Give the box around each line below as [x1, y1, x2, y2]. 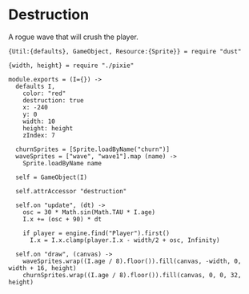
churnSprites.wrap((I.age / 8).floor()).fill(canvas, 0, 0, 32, [22, 271, 242, 279]
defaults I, [15, 82, 56, 90]
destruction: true [22, 96, 84, 105]
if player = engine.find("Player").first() [22, 229, 171, 237]
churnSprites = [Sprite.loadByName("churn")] [15, 145, 171, 153]
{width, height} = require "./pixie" [8, 62, 135, 70]
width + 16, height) [8, 264, 78, 272]
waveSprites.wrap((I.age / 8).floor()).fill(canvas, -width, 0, [22, 257, 242, 265]
